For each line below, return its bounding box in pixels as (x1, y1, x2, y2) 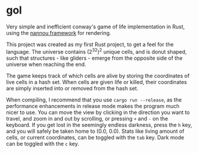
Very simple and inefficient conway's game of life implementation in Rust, (6, 23, 185, 30)
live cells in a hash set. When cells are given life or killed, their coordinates (6, 78, 187, 86)
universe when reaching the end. (6, 60, 87, 68)
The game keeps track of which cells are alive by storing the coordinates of (6, 72, 190, 79)
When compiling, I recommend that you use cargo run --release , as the (6, 96, 182, 103)
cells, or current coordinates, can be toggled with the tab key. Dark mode (6, 134, 184, 141)
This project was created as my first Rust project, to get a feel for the (6, 41, 174, 48)
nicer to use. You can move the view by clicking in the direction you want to (6, 109, 190, 116)
